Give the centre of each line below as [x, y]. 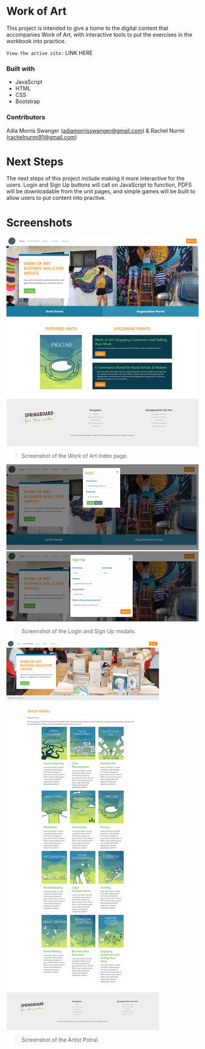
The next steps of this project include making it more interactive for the [95, 179]
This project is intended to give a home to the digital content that [88, 28]
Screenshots [39, 222]
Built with [21, 68]
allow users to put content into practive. [56, 198]
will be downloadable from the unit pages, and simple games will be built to [101, 192]
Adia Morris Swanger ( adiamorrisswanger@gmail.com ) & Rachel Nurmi [95, 131]
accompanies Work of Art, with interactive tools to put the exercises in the [99, 34]
